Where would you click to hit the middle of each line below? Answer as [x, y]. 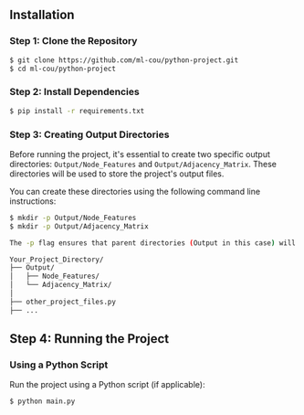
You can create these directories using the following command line [135, 191]
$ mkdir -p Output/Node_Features [73, 218]
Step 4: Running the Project [89, 339]
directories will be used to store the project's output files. [117, 174]
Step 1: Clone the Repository [73, 41]
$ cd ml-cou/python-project [63, 69]
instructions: [33, 201]
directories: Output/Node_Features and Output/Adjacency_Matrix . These [143, 164]
